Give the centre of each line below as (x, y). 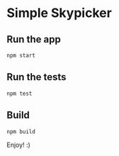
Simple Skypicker (59, 13)
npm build (21, 132)
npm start (21, 55)
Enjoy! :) (19, 145)
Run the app (34, 39)
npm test (19, 94)
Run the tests (36, 77)
